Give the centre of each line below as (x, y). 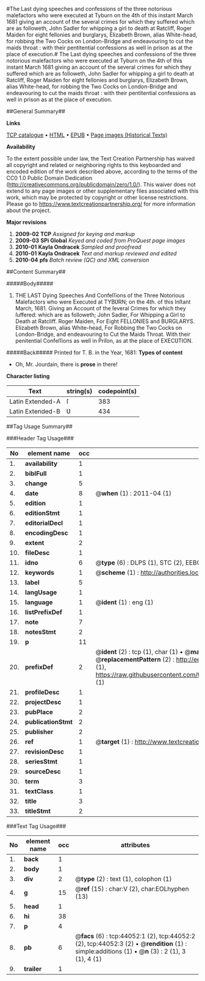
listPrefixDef (44, 612)
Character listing (28, 376)
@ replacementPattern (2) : (135, 659)
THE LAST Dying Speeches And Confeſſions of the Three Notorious (100, 295)
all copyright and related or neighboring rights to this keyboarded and (94, 165)
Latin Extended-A (35, 401)
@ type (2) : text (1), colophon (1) (124, 879)
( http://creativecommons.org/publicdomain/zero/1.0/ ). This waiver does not (101, 184)
